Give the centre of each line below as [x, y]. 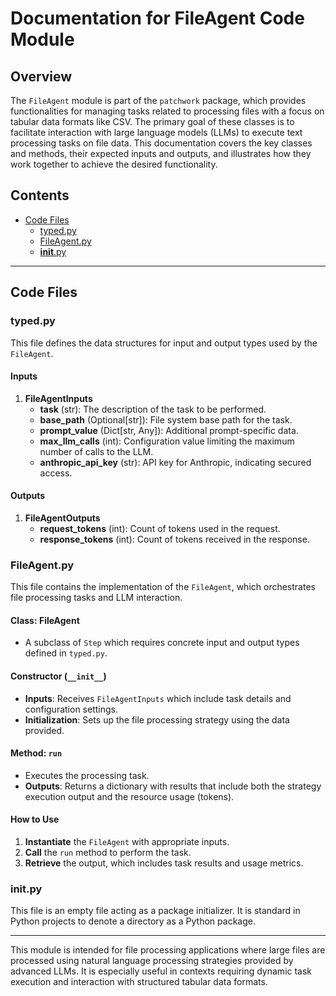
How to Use [35, 819]
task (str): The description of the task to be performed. [153, 409]
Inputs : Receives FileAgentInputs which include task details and [158, 698]
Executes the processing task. [87, 775]
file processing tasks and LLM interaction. [96, 598]
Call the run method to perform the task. [108, 853]
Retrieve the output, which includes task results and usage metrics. [164, 863]
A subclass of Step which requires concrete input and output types [162, 643]
